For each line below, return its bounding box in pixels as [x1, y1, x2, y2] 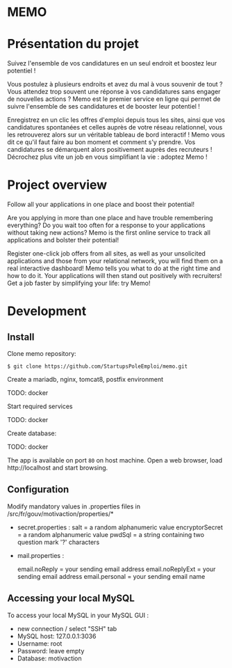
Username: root [17, 639, 63, 648]
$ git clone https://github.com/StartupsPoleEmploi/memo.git [7, 363, 188, 370]
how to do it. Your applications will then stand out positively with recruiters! [7, 272, 222, 280]
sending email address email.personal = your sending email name [17, 572, 206, 580]
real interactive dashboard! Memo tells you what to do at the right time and [7, 264, 221, 272]
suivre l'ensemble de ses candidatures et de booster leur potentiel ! [7, 102, 200, 111]
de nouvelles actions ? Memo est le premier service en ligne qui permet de [7, 95, 221, 103]
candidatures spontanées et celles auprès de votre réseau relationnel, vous [7, 123, 223, 132]
